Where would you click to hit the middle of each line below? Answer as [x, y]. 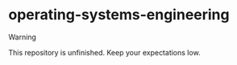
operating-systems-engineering [119, 15]
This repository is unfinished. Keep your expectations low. [104, 52]
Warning [22, 37]
